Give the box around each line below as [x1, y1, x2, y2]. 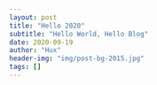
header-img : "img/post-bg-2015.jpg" [9, 54, 145, 63]
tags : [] [9, 63, 42, 72]
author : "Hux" [9, 46, 62, 55]
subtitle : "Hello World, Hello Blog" [9, 29, 149, 38]
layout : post [9, 12, 58, 22]
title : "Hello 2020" [9, 21, 86, 30]
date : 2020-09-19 [9, 37, 74, 47]
